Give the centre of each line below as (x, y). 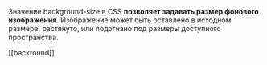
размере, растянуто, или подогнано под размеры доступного (115, 28)
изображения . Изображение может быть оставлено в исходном (120, 20)
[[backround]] (31, 53)
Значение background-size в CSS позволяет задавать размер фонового (133, 12)
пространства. (33, 37)
